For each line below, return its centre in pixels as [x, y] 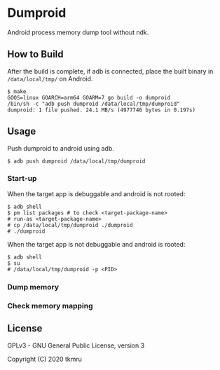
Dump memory [33, 287]
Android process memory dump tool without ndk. [78, 32]
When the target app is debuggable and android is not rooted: [96, 193]
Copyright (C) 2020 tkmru [45, 359]
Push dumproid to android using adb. [61, 148]
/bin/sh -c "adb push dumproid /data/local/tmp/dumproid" [94, 104]
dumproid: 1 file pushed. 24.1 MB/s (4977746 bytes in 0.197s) [102, 110]
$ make [17, 91]
